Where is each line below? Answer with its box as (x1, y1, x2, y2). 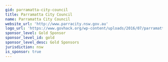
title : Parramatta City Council (5, 12, 72, 17)
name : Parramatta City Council (5, 16, 70, 21)
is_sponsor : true (5, 49, 41, 54)
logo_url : (5, 26, 26, 31)
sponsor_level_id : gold (5, 35, 55, 40)
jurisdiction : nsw (5, 44, 43, 49)
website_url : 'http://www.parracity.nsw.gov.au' (5, 21, 108, 26)
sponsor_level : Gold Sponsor (5, 30, 66, 35)
